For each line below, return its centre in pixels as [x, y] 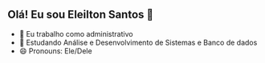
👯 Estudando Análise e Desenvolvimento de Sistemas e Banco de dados [138, 42]
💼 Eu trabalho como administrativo [76, 33]
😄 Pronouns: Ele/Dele [56, 51]
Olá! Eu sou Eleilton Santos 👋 [81, 15]
